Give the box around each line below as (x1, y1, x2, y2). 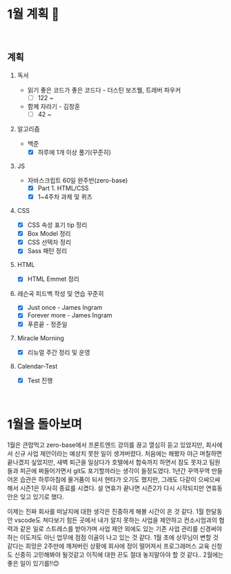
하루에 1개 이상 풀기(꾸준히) (37, 148, 112, 156)
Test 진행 (27, 376, 53, 385)
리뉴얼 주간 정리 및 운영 (27, 348, 91, 356)
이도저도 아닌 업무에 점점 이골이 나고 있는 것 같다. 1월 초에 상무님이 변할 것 (19, 533, 219, 541)
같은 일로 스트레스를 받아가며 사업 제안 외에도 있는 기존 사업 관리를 (19, 524, 199, 533)
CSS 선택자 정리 (27, 238, 72, 246)
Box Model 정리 (27, 230, 71, 238)
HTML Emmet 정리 (27, 275, 79, 284)
